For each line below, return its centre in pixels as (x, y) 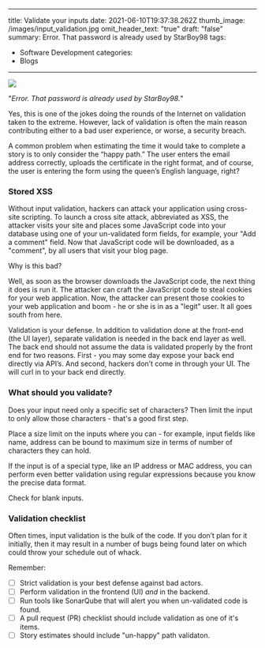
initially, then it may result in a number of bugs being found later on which (127, 544)
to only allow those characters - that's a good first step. (99, 418)
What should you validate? (60, 393)
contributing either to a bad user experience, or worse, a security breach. (127, 130)
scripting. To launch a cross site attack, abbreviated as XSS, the (125, 217)
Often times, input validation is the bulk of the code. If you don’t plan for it (128, 535)
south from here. (35, 315)
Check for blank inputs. (46, 498)
